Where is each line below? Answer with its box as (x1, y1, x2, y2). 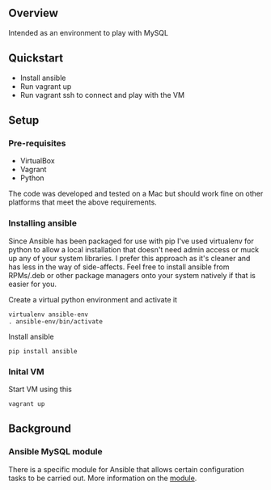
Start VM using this (8, 384, 73, 394)
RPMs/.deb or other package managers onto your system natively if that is (8, 270, 256, 280)
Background (8, 422, 71, 436)
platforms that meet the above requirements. (8, 197, 158, 207)
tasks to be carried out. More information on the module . (8, 473, 197, 483)
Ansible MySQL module (8, 446, 103, 458)
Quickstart (8, 52, 64, 65)
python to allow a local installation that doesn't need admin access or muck (8, 244, 260, 254)
